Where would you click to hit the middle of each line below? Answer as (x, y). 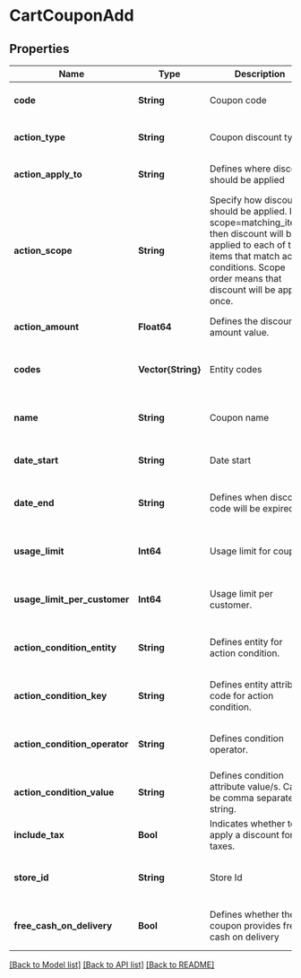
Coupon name (239, 418)
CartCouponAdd (72, 16)
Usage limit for (240, 551)
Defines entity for (246, 642)
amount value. (239, 332)
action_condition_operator (71, 744)
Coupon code (238, 100)
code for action (241, 696)
